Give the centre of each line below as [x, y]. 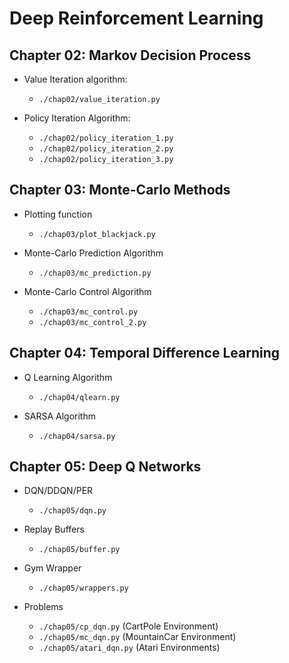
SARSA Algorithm [59, 416]
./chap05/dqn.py [72, 511]
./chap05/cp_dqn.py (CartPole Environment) [128, 626]
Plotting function [58, 214]
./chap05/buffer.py [79, 550]
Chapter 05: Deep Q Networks [105, 467]
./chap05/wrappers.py [83, 588]
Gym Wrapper [52, 568]
